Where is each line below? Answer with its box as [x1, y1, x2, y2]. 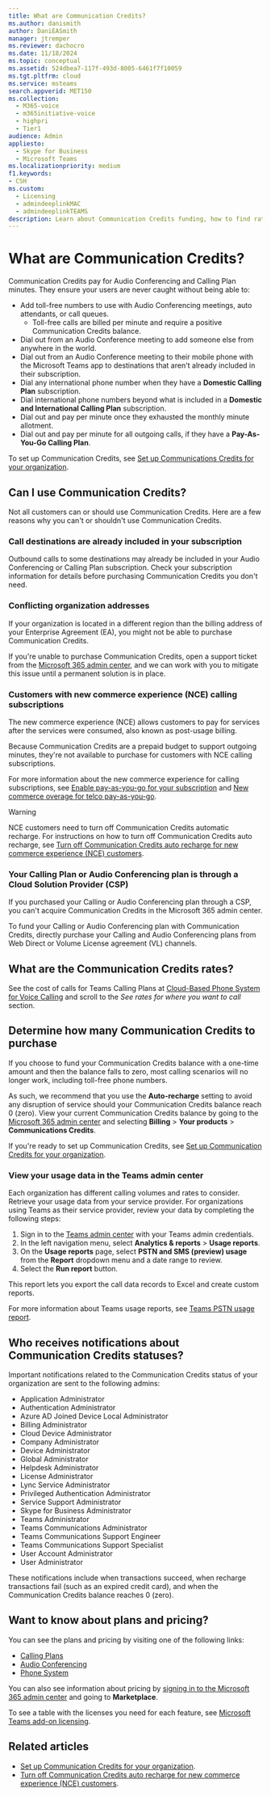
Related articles [8, 1739, 89, 1754]
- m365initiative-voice [15, 110, 95, 118]
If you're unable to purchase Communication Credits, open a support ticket [8, 651, 257, 661]
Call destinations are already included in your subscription [8, 535, 242, 546]
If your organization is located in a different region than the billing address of [8, 618, 263, 628]
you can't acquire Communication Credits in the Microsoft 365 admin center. [8, 906, 263, 916]
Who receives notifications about [8, 1335, 180, 1350]
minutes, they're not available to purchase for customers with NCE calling [8, 749, 252, 760]
